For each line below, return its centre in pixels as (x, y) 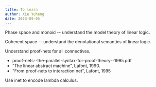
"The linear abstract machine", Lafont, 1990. (56, 66)
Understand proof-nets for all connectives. (48, 51)
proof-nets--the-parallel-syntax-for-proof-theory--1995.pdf (72, 61)
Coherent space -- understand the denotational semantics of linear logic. (78, 42)
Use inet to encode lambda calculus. (42, 80)
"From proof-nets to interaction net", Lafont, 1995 (61, 71)
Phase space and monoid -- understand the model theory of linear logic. (78, 33)
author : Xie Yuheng (25, 14)
